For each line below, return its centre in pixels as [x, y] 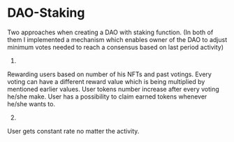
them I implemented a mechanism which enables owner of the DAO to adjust [117, 39]
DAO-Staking [46, 13]
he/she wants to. [31, 104]
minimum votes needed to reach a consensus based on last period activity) [116, 47]
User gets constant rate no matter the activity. [73, 131]
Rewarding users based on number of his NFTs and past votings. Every [109, 74]
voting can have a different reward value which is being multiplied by [106, 81]
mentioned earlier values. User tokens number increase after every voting [114, 89]
